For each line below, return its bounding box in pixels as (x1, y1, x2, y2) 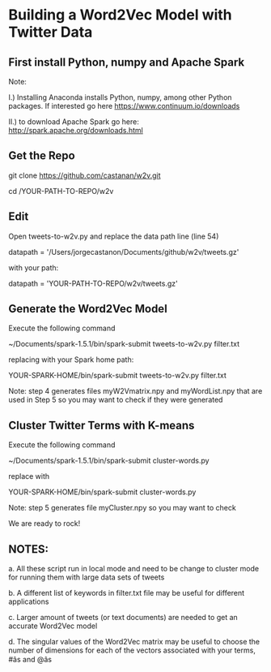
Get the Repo (8, 149, 75, 163)
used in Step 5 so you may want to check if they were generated (8, 395, 223, 405)
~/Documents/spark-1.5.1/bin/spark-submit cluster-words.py (8, 456, 210, 466)
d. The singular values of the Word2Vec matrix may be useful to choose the (8, 637, 260, 647)
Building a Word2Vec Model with (8, 6, 232, 24)
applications (8, 597, 49, 606)
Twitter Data (8, 23, 93, 41)
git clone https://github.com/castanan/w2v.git (8, 170, 161, 180)
